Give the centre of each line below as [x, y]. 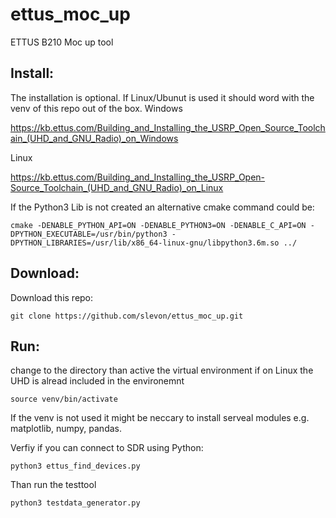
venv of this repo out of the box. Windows [96, 108]
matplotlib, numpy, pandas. [66, 429]
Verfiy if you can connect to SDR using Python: [107, 448]
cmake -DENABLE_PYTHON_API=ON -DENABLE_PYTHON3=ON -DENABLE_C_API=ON [158, 225]
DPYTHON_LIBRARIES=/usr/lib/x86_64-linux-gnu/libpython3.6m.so [145, 243]
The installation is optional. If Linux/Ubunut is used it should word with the [162, 97]
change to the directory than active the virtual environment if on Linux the [162, 370]
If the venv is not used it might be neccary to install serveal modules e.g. [160, 418]
